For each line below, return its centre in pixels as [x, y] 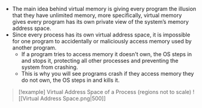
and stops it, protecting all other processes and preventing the [100, 61]
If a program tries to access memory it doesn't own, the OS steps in [107, 54]
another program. [34, 48]
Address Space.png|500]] [73, 98]
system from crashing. [50, 67]
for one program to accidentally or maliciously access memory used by [102, 41]
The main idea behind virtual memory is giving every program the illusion [104, 9]
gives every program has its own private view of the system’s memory [100, 22]
